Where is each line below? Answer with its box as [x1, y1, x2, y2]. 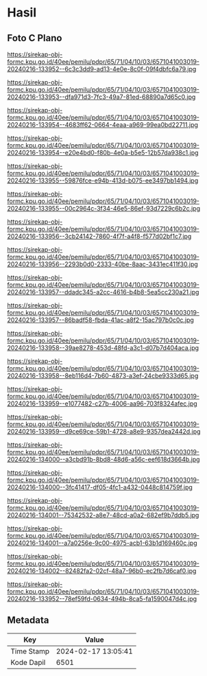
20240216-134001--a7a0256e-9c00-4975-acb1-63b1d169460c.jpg [7, 539, 197, 547]
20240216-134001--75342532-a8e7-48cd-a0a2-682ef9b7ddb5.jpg [7, 511, 199, 519]
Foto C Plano [7, 32, 62, 44]
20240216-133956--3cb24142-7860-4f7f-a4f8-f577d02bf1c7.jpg [7, 232, 192, 240]
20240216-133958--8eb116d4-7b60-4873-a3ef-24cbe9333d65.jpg [7, 372, 199, 380]
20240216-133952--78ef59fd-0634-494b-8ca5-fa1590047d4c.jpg [7, 595, 197, 603]
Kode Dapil [10, 657, 46, 667]
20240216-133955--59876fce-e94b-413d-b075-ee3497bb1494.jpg [7, 176, 199, 185]
